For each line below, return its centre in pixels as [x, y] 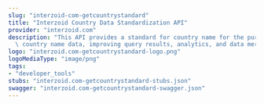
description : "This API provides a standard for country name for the [126, 37]
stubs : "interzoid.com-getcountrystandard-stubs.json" [100, 81]
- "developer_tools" [42, 74]
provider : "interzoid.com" [52, 30]
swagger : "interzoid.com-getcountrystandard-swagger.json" [107, 88]
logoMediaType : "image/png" [54, 59]
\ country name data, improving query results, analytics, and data [130, 45]
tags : [17, 66]
